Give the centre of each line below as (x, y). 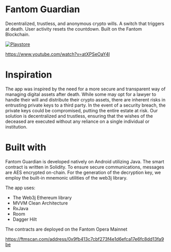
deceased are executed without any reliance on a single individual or (77, 121)
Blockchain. (18, 34)
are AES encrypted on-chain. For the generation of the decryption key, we (83, 172)
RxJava (20, 208)
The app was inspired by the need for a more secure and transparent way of (86, 89)
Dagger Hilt (25, 219)
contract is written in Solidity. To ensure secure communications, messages (85, 167)
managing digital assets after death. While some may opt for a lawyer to (81, 94)
